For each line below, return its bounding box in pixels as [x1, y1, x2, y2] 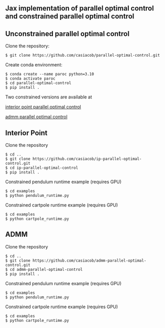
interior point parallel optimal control [5, 104, 81, 110]
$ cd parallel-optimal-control [5, 81, 72, 86]
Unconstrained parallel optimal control [5, 29, 129, 38]
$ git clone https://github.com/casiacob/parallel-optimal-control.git [5, 53, 160, 58]
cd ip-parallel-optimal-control [10, 165, 79, 170]
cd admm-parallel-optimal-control [10, 267, 83, 272]
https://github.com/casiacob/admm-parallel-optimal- [32, 258, 146, 263]
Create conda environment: [5, 62, 62, 68]
